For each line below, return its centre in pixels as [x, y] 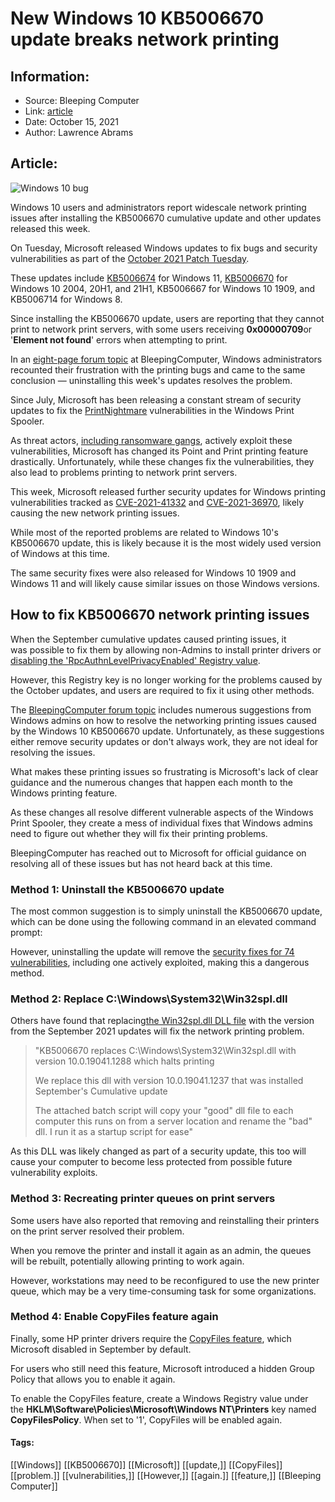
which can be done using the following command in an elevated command [163, 921]
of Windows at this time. [60, 553]
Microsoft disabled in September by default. [101, 1349]
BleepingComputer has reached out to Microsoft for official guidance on [158, 853]
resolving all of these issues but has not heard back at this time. [141, 863]
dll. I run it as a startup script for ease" [113, 1132]
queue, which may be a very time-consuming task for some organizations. [163, 1291]
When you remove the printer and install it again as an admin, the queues [161, 1250]
